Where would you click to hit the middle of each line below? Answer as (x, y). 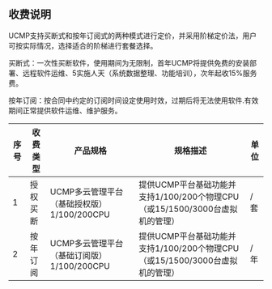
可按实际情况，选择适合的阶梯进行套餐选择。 (83, 45)
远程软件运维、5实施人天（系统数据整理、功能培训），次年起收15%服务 (140, 73)
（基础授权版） (79, 203)
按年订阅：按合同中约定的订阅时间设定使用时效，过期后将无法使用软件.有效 (134, 100)
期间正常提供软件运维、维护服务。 (65, 110)
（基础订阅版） (79, 255)
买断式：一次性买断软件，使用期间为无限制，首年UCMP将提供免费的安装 (129, 62)
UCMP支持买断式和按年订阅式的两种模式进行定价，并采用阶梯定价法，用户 (133, 36)
